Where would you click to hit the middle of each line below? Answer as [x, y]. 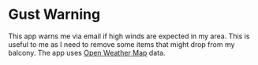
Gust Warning [54, 14]
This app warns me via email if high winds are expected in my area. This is [129, 36]
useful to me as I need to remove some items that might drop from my [122, 44]
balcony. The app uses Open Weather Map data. [87, 52]
